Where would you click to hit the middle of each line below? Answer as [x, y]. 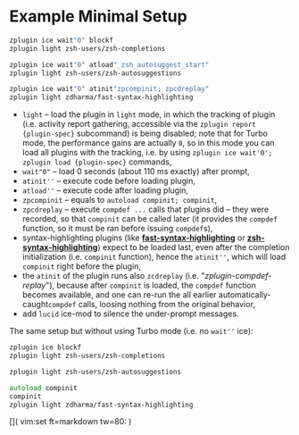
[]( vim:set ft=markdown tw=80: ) [71, 422]
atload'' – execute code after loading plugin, [105, 190]
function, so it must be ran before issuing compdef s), [117, 229]
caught [35, 305]
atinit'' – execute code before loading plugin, [109, 181]
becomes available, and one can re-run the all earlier [119, 295]
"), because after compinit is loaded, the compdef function [151, 285]
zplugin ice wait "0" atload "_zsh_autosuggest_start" [109, 64]
